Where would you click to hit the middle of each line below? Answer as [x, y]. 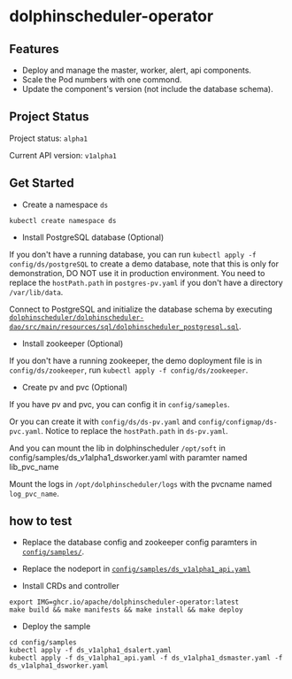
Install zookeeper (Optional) [73, 343]
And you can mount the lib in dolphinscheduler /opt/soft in [117, 448]
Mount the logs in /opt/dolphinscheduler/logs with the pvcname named [141, 483]
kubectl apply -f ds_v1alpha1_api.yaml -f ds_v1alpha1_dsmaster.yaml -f [146, 658]
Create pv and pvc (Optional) [75, 387]
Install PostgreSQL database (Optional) [93, 237]
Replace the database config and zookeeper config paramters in [139, 543]
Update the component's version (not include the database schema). [147, 89]
